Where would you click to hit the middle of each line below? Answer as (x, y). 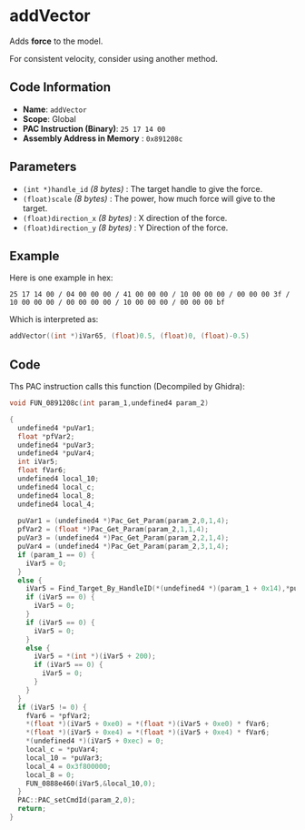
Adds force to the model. (56, 41)
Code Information (60, 87)
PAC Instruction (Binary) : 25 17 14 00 (94, 128)
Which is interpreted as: (54, 319)
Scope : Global (49, 118)
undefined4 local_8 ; (56, 496)
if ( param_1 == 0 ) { (56, 555)
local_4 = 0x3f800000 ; (69, 766)
